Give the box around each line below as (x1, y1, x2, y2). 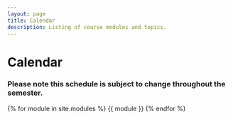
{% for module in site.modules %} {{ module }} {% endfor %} (7, 104, 186, 113)
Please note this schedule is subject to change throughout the (7, 79, 226, 89)
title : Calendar (7, 17, 55, 24)
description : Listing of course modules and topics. (7, 23, 167, 30)
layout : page (7, 10, 46, 18)
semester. (7, 88, 43, 98)
